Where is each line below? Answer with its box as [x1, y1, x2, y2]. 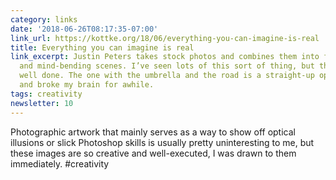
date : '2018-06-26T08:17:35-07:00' [10, 24, 159, 34]
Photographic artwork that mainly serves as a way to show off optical [10, 126, 296, 138]
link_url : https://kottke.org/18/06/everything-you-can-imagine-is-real [10, 33, 320, 43]
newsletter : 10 [10, 98, 74, 108]
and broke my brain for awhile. [19, 80, 155, 90]
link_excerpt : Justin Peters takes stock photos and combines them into [10, 52, 320, 62]
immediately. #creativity [10, 157, 110, 170]
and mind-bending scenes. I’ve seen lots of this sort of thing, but [19, 61, 315, 71]
